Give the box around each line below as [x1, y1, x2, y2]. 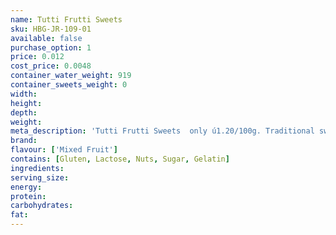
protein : [10, 191, 47, 201]
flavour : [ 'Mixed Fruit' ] [10, 145, 118, 155]
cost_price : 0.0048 [10, 61, 92, 71]
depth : [10, 107, 38, 118]
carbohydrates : [10, 201, 74, 211]
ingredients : [10, 163, 65, 173]
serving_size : [10, 172, 70, 183]
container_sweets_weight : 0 [10, 80, 128, 90]
